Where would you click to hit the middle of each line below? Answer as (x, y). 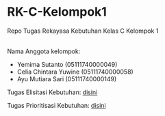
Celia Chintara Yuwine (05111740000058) (75, 72)
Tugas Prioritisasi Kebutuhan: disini (56, 105)
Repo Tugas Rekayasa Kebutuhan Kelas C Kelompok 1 (83, 31)
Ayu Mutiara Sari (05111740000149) (67, 78)
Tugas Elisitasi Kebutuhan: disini (52, 92)
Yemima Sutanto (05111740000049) (67, 64)
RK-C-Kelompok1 (57, 12)
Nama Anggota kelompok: (44, 51)
